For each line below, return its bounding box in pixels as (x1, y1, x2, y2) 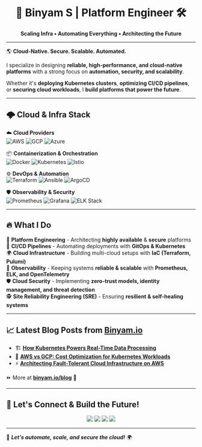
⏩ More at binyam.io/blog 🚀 (6, 374, 77, 382)
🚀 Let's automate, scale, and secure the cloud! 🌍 (6, 434, 132, 441)
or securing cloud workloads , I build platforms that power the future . (6, 86, 182, 93)
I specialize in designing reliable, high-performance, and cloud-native (6, 61, 183, 68)
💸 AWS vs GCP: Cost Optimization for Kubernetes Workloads (14, 353, 171, 360)
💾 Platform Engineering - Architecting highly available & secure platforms (6, 236, 191, 243)
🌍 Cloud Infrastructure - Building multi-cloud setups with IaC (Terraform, (6, 249, 191, 257)
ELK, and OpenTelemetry (6, 270, 70, 278)
